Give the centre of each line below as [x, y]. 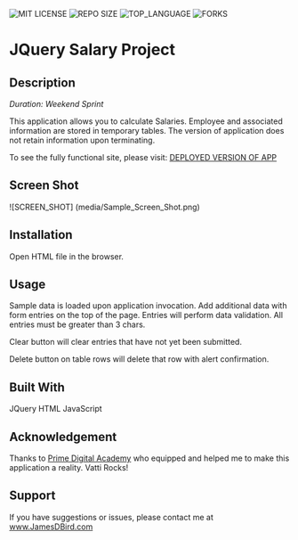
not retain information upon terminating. [82, 140]
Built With [37, 387]
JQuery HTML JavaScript [56, 409]
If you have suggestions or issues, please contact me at [111, 517]
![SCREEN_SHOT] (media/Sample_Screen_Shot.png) [105, 207]
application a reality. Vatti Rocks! [69, 468]
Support [32, 496]
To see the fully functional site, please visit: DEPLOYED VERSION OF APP [143, 157]
